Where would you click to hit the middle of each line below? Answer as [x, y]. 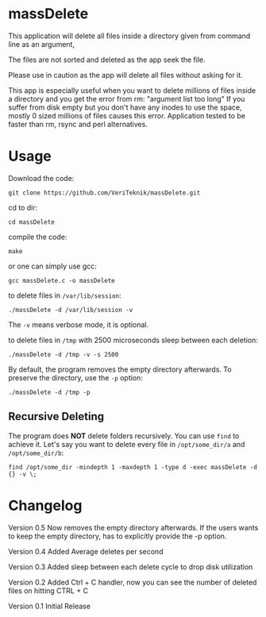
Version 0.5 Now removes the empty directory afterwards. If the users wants [133, 527]
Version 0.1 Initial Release [50, 606]
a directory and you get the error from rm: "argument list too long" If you [127, 98]
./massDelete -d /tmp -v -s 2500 [64, 354]
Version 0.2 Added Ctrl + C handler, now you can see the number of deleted [133, 582]
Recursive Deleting [56, 416]
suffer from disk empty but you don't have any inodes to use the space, [125, 107]
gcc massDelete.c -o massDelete [62, 280]
